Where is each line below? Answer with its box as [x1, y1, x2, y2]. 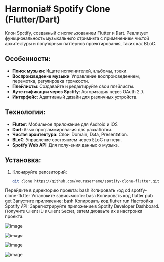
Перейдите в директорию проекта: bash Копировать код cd [5, 187, 131, 193]
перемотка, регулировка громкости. [12, 78, 89, 84]
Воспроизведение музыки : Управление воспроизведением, [12, 73, 140, 79]
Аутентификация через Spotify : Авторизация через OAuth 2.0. [12, 88, 144, 94]
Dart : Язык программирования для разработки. [12, 126, 113, 132]
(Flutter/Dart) [5, 14, 60, 25]
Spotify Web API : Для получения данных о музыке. [12, 142, 119, 148]
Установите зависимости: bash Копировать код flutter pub [31, 193, 153, 199]
